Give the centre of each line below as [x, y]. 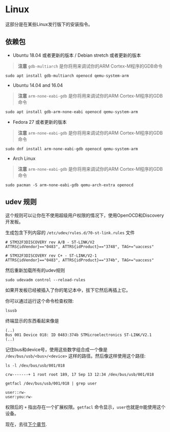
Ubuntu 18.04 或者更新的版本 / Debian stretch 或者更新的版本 [77, 55]
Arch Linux [24, 158]
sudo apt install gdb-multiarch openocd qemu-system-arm [67, 76]
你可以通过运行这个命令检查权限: [40, 301]
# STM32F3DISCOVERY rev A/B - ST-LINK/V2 [50, 242]
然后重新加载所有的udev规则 [35, 270]
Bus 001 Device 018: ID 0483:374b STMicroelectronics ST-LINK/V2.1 [79, 335]
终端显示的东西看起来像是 [32, 321]
